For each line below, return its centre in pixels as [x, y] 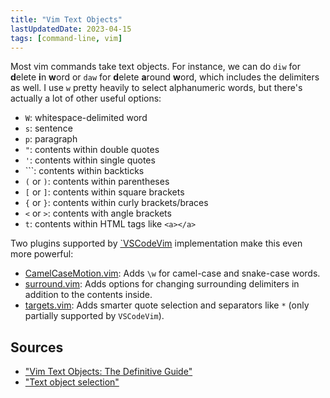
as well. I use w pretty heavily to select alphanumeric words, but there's [156, 88]
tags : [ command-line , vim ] [66, 38]
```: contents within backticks [84, 171]
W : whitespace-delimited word [86, 118]
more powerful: [42, 254]
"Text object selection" [72, 382]
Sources [37, 347]
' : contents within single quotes [90, 160]
